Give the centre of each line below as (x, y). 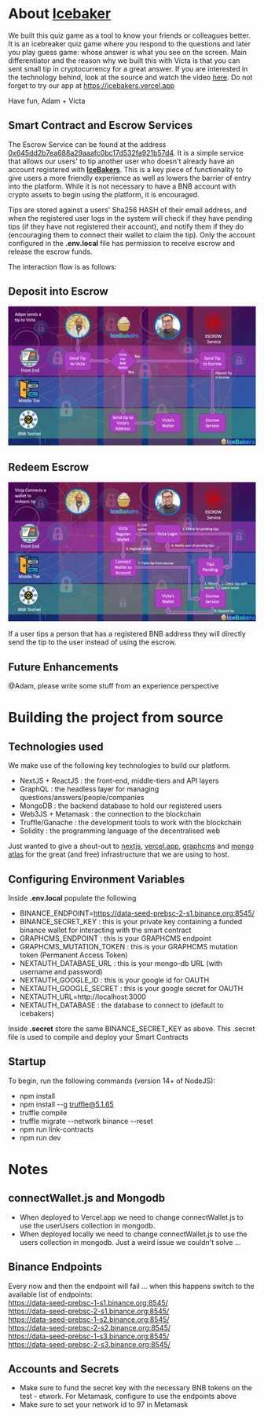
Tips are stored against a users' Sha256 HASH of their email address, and (128, 210)
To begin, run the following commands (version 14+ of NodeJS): (112, 1081)
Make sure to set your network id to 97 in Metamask (104, 1404)
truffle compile (43, 1112)
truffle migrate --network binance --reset (86, 1121)
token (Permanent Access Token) (73, 955)
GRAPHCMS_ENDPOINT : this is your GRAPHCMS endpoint (115, 938)
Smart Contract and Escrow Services (101, 125)
